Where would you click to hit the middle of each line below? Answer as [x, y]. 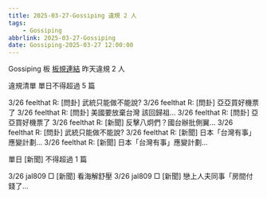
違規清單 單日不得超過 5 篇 [52, 86]
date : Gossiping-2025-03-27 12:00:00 [71, 45]
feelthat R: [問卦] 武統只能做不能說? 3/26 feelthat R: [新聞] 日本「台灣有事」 [132, 133]
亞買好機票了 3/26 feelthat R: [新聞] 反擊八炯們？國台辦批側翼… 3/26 [121, 122]
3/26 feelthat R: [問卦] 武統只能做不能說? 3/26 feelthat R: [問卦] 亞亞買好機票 [133, 103]
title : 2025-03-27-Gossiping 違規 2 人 [73, 16]
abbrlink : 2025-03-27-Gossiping [62, 38]
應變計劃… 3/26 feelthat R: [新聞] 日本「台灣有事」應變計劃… [108, 142]
